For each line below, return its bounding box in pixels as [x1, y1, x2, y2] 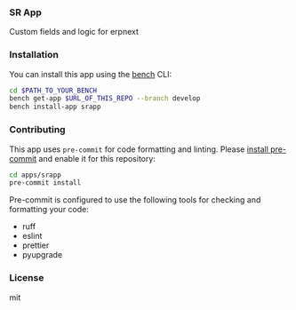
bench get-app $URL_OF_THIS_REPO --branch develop [9, 94, 201, 103]
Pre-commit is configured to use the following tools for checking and [9, 195, 261, 205]
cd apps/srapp [9, 171, 62, 179]
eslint [21, 231, 43, 242]
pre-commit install [9, 179, 82, 187]
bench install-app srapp [9, 102, 101, 112]
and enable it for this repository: [38, 153, 156, 163]
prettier [21, 240, 50, 250]
